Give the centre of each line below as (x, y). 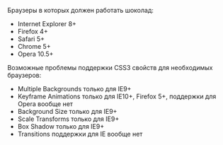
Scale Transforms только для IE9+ (68, 119)
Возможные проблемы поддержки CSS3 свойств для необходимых (110, 68)
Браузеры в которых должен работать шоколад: (81, 10)
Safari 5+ (31, 39)
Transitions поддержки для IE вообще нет (80, 134)
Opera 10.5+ (35, 54)
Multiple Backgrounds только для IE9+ (74, 89)
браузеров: (24, 75)
